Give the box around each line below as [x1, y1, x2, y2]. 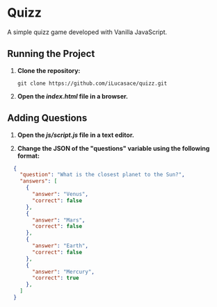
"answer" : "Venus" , [32, 191, 89, 198]
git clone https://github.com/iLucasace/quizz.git [17, 80, 168, 87]
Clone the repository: [17, 66, 81, 74]
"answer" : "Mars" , [32, 217, 86, 224]
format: [17, 151, 40, 160]
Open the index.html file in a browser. [17, 92, 129, 100]
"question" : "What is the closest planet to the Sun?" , [19, 172, 186, 179]
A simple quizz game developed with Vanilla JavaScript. [7, 28, 168, 36]
